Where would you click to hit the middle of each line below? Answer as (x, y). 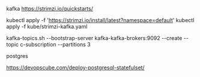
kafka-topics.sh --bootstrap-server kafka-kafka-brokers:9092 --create (94, 38)
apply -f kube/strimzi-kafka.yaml (47, 27)
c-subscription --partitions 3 (56, 44)
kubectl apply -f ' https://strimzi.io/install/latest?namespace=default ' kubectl (100, 20)
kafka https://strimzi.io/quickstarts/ (50, 9)
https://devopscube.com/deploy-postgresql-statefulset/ (76, 67)
